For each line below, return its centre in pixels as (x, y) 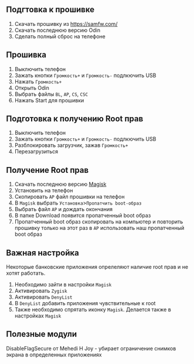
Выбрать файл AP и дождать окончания (64, 209)
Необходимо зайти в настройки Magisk (63, 285)
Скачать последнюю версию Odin (57, 30)
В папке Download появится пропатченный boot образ (83, 216)
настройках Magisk (38, 316)
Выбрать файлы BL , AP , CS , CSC (51, 94)
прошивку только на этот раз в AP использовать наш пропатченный (99, 228)
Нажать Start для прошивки (49, 100)
